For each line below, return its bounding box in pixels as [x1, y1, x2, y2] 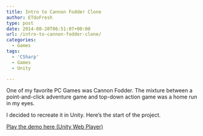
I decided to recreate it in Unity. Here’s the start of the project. [6, 111, 161, 118]
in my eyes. [6, 100, 35, 107]
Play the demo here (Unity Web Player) [6, 123, 104, 131]
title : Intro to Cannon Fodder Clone [6, 8, 102, 15]
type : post [6, 20, 34, 26]
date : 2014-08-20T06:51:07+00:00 [6, 25, 91, 32]
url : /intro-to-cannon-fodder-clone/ [6, 31, 102, 37]
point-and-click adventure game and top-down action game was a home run [6, 93, 198, 100]
